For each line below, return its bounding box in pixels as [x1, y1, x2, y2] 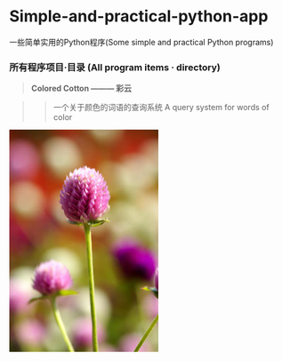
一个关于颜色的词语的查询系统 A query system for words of [52, 102, 270, 113]
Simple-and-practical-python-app [9, 6, 269, 27]
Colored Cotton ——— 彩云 [30, 83, 132, 94]
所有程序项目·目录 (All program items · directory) [9, 60, 221, 73]
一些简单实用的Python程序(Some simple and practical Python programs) [9, 36, 274, 47]
